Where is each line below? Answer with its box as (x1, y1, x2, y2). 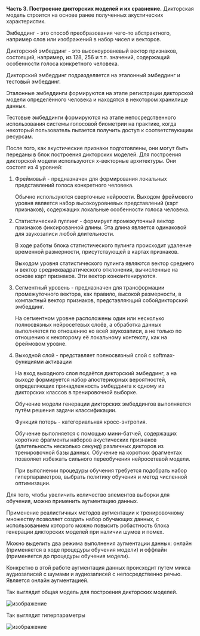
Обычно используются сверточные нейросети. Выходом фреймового (14, 193, 193, 200)
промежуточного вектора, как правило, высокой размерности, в (14, 290, 181, 297)
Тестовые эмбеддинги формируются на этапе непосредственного (6, 114, 177, 121)
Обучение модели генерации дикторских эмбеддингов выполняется (14, 400, 191, 407)
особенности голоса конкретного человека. (6, 60, 119, 67)
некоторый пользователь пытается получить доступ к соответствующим (6, 127, 193, 133)
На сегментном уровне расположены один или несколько (14, 315, 165, 322)
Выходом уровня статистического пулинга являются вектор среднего (14, 260, 195, 267)
